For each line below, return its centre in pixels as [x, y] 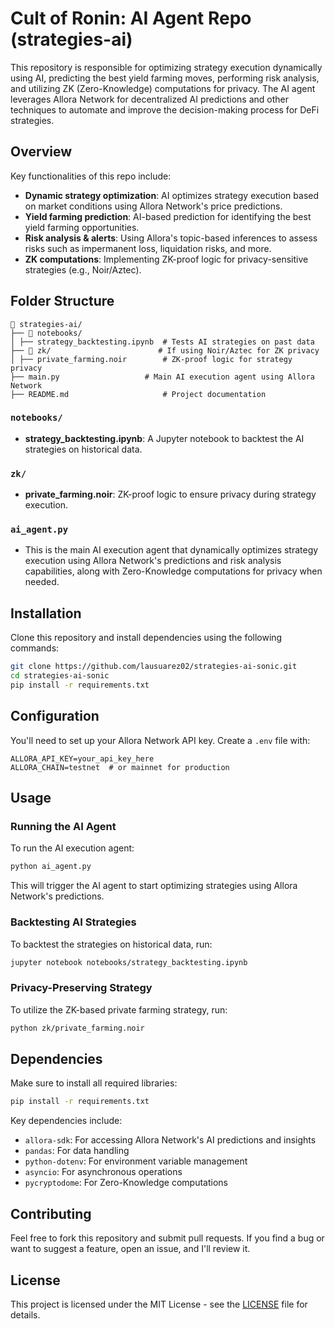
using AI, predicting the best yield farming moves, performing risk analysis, [165, 78]
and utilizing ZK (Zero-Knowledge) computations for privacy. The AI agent [163, 88]
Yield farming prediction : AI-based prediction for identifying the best [168, 216]
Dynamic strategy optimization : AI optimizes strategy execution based [172, 195]
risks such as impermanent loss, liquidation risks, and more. [148, 248]
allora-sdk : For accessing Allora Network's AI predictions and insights [170, 1140]
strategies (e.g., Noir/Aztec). [83, 269]
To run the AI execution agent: [72, 848]
